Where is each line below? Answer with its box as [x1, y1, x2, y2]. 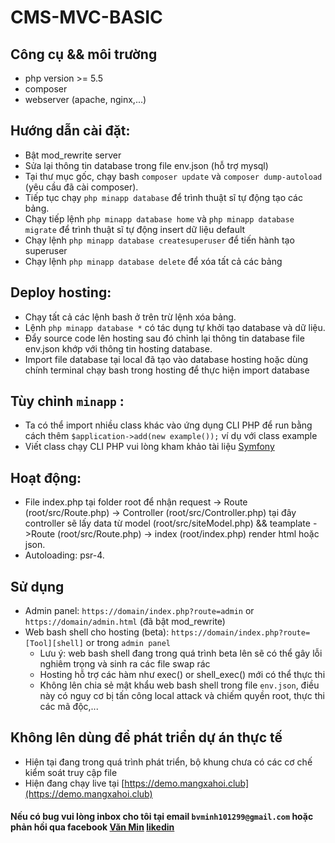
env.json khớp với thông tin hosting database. [24, 342, 213, 355]
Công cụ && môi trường [10, 46, 158, 63]
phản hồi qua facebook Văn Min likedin [10, 821, 175, 833]
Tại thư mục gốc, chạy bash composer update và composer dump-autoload [24, 170, 323, 182]
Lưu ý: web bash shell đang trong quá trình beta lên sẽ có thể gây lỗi [39, 647, 323, 660]
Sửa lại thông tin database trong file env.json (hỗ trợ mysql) [24, 159, 269, 171]
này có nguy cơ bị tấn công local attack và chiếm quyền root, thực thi [39, 690, 325, 702]
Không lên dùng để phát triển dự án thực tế [10, 729, 283, 746]
